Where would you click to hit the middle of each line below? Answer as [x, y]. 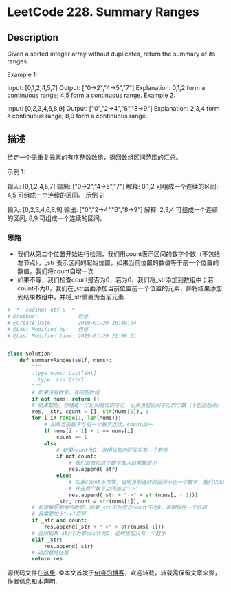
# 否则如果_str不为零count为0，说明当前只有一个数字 [99, 533]
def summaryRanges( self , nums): [66, 361]
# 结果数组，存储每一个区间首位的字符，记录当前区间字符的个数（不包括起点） [127, 405]
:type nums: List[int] [64, 373]
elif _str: [47, 540]
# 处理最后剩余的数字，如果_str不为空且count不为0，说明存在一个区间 [120, 508]
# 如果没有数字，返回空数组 [66, 392]
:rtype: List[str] [58, 379]
